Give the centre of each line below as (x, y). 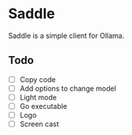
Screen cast (39, 124)
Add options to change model (68, 88)
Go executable (43, 106)
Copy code (38, 79)
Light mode (38, 97)
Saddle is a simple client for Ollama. (66, 36)
